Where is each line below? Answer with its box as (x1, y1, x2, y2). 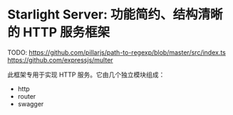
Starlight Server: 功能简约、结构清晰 (7, 6, 223, 23)
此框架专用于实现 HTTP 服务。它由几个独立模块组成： (7, 70, 165, 79)
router (17, 92, 36, 100)
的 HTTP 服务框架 (7, 24, 110, 40)
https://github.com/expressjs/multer (7, 55, 113, 64)
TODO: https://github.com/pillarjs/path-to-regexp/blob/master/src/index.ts (7, 48, 227, 57)
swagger (17, 99, 44, 108)
